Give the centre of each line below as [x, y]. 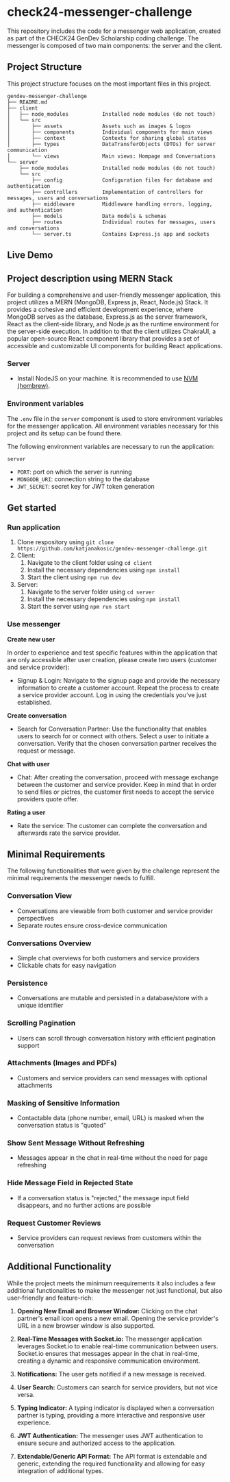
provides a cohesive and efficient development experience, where [100, 309]
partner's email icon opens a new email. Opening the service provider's [118, 1318]
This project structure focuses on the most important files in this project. [109, 84]
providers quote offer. [48, 799]
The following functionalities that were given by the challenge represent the [114, 871]
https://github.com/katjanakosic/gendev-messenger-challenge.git [112, 549]
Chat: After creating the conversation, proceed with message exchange [118, 777]
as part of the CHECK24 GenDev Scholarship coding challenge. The [103, 38]
